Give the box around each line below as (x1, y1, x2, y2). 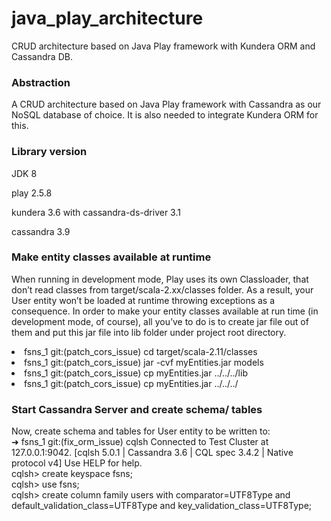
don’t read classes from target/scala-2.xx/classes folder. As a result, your (11, 283, 314, 296)
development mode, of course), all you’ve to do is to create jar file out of (11, 315, 309, 327)
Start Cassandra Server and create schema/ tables (11, 402, 263, 416)
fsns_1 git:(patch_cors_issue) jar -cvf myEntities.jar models (24, 356, 264, 368)
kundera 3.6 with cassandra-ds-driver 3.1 (11, 206, 181, 218)
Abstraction (11, 75, 71, 89)
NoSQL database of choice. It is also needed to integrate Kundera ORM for (11, 109, 319, 121)
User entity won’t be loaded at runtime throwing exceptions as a (11, 294, 276, 306)
